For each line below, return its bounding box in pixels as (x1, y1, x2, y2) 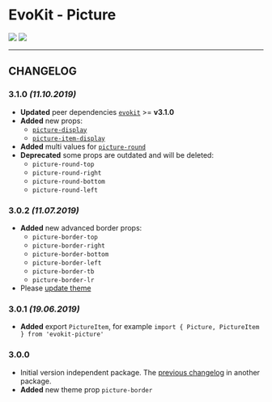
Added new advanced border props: (19, 222, 142, 232)
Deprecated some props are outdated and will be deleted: (19, 150, 215, 159)
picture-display (32, 125, 87, 134)
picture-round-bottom (32, 177, 105, 185)
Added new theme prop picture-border (19, 384, 153, 394)
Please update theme (19, 283, 91, 293)
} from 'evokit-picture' (19, 330, 104, 339)
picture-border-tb (32, 267, 95, 276)
